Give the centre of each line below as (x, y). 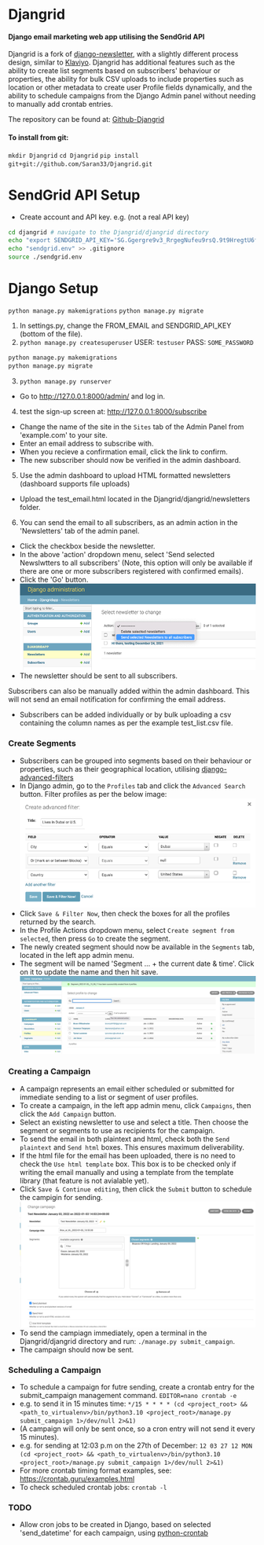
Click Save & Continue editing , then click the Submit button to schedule (136, 1189)
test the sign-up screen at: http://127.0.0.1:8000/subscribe (113, 411)
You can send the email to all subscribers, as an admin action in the (128, 522)
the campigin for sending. (61, 1197)
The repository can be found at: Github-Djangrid (86, 119)
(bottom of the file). (51, 334)
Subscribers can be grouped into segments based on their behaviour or (135, 761)
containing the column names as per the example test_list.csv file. (126, 723)
